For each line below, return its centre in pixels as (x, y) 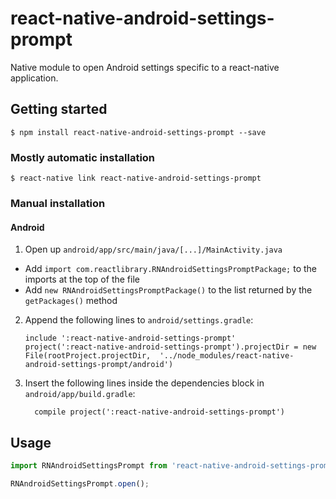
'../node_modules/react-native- (227, 356)
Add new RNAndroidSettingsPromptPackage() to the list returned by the (168, 290)
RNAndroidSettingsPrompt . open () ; (80, 483)
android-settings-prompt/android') (99, 365)
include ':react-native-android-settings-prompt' (130, 338)
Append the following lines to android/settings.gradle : (139, 320)
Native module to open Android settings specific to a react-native (145, 67)
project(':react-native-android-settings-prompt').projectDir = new (170, 347)
